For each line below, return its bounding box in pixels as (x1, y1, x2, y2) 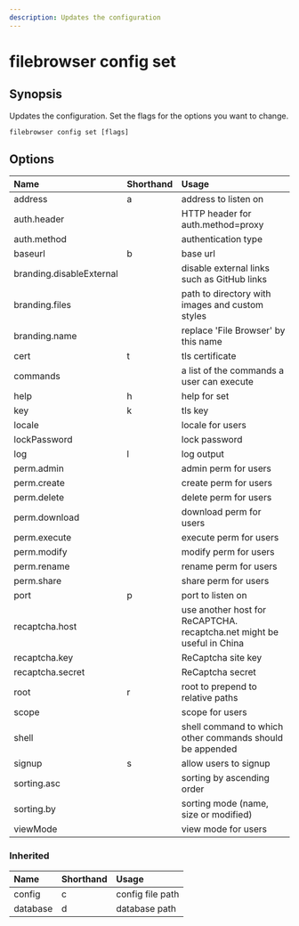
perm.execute (13, 532, 72, 544)
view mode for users (181, 823, 267, 835)
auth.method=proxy (181, 219, 264, 231)
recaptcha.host (13, 621, 77, 633)
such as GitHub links (181, 273, 267, 286)
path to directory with (181, 288, 271, 300)
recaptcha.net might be (181, 626, 279, 638)
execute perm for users (181, 532, 279, 544)
